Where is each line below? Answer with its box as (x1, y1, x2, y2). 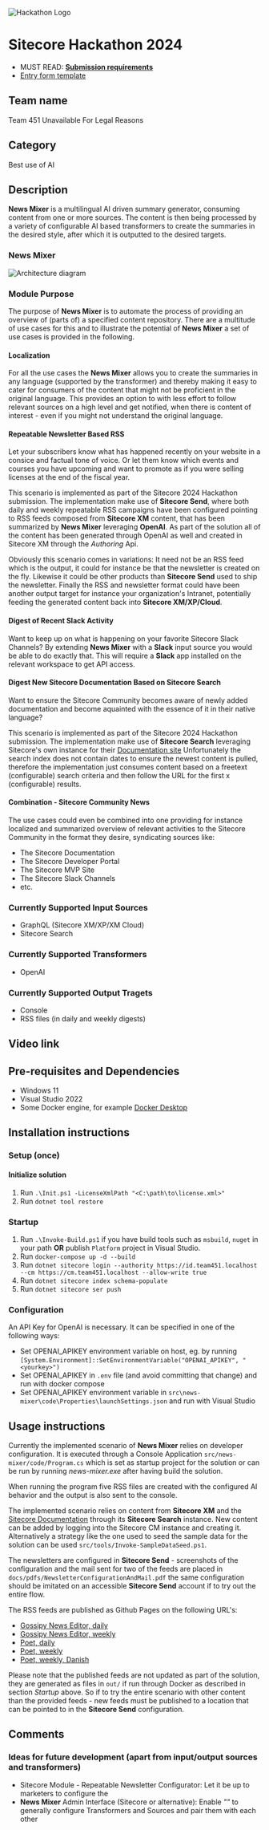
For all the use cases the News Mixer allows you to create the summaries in (8, 368, 259, 378)
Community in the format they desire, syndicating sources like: (8, 832, 215, 842)
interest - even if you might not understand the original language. (8, 411, 223, 420)
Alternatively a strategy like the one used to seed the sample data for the (8, 1532, 248, 1540)
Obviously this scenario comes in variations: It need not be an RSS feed (8, 554, 244, 565)
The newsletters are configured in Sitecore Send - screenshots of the (8, 1556, 239, 1564)
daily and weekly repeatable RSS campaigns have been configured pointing (8, 505, 259, 515)
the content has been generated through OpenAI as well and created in (8, 530, 243, 541)
